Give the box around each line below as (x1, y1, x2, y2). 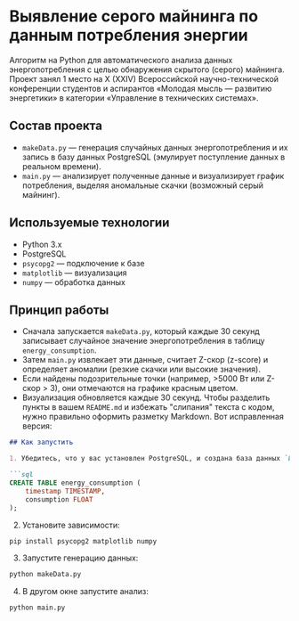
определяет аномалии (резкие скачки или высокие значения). (21, 364, 261, 375)
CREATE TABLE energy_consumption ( (9, 478, 141, 487)
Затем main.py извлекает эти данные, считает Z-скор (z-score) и (21, 355, 269, 365)
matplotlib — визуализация (21, 267, 127, 278)
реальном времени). (21, 160, 101, 171)
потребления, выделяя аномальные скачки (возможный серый (21, 180, 264, 191)
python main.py (9, 603, 66, 612)
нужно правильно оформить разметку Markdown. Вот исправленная (21, 412, 285, 422)
